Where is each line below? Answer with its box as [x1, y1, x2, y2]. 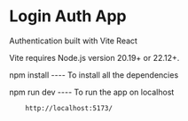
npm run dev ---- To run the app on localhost [9, 87, 175, 97]
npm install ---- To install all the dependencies [9, 69, 179, 80]
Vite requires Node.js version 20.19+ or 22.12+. [9, 52, 180, 63]
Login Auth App [9, 6, 127, 26]
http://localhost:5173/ [25, 103, 114, 112]
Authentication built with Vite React [9, 35, 137, 46]
